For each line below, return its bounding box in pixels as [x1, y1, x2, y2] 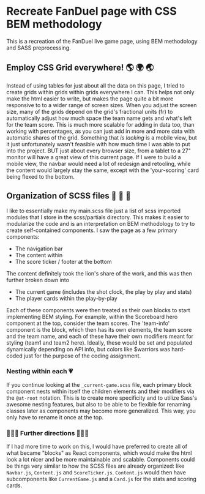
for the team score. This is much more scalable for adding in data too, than [6, 121, 195, 128]
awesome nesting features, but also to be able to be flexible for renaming [6, 400, 191, 408]
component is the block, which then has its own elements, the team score [6, 326, 192, 333]
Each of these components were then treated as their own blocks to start [6, 306, 190, 313]
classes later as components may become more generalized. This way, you [6, 407, 196, 414]
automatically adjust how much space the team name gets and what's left [6, 114, 192, 122]
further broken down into [6, 276, 69, 283]
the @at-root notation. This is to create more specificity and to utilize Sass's [6, 394, 198, 402]
